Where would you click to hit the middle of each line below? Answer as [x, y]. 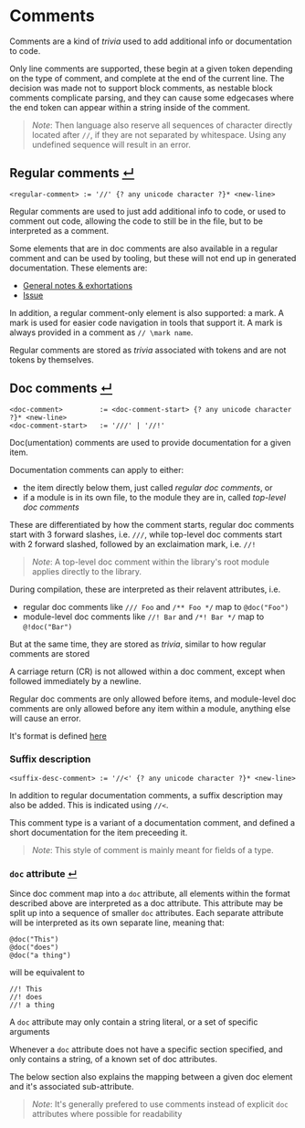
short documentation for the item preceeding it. [99, 832]
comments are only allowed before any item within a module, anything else [150, 708]
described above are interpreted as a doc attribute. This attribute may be [146, 903]
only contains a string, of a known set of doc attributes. [113, 1059]
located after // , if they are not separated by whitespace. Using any [159, 134]
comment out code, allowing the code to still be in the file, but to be [136, 221]
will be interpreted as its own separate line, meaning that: [117, 922]
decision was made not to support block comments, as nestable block [141, 88]
